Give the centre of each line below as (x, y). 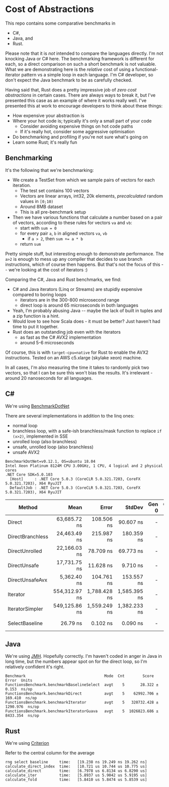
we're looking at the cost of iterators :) (48, 269)
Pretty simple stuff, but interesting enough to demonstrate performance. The (84, 254)
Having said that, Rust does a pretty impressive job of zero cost (71, 89)
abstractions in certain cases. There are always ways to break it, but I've (80, 95)
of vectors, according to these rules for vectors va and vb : (72, 223)
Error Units (19, 680)
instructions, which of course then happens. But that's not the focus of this (83, 264)
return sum (30, 244)
